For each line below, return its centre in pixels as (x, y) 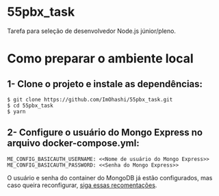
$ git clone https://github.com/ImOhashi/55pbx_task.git (90, 99)
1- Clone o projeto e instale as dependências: (105, 84)
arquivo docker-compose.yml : (73, 144)
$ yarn (16, 111)
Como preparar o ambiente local (100, 59)
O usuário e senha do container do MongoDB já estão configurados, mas (110, 177)
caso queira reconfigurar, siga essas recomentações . (82, 185)
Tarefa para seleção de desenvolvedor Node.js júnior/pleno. (92, 31)
